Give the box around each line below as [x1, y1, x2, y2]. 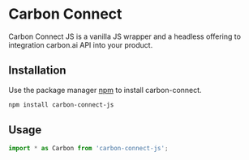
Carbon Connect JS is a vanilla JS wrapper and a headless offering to [8, 32, 242, 41]
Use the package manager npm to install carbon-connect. [8, 85, 202, 95]
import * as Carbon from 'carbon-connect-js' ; [8, 145, 169, 153]
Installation [8, 64, 67, 78]
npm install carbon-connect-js [8, 100, 114, 109]
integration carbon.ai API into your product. [8, 40, 153, 49]
